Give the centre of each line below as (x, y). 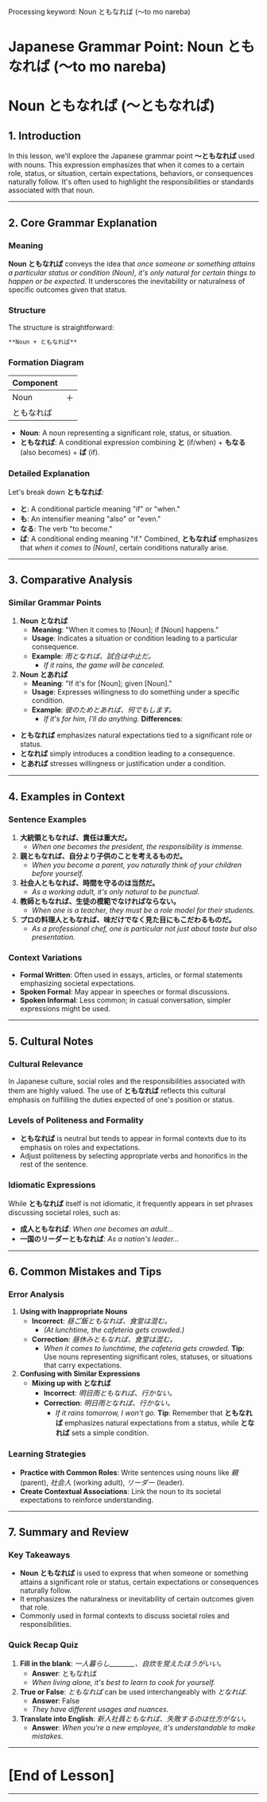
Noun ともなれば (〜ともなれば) (112, 106)
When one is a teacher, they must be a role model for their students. (143, 910)
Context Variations (45, 957)
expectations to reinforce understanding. (87, 1500)
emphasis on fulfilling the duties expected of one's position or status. (121, 1099)
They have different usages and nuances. (100, 1709)
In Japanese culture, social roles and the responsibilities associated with (127, 1081)
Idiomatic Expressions (52, 1185)
